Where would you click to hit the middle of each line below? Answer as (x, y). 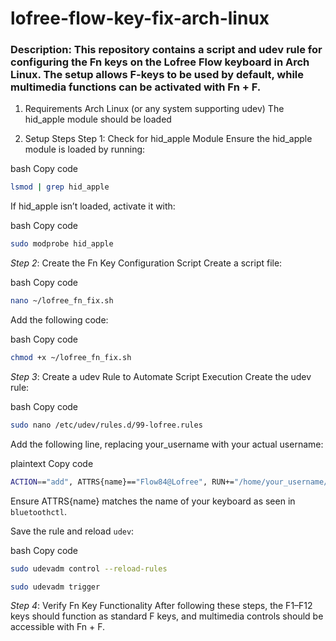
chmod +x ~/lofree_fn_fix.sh (71, 358)
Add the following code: (59, 320)
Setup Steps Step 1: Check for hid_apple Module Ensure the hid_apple (168, 139)
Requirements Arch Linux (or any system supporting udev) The (154, 109)
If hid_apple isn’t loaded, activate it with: (93, 206)
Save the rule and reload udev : (72, 531)
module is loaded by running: (85, 149)
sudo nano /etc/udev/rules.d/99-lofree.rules (106, 425)
